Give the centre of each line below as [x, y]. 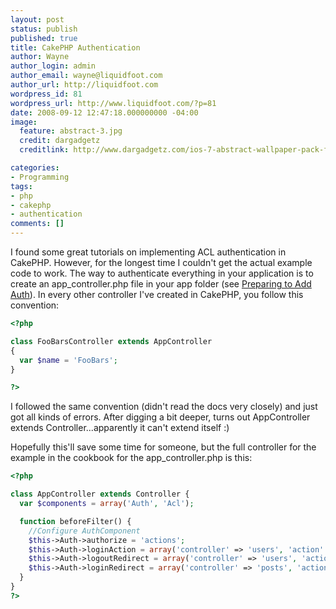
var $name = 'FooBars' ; [68, 360]
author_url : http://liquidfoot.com [84, 85]
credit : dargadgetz [60, 141]
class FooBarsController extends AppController [111, 341]
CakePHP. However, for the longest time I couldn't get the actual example [161, 262]
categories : [35, 168]
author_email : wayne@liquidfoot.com [86, 76]
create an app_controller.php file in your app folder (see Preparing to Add [161, 284]
